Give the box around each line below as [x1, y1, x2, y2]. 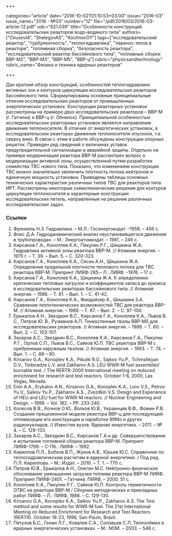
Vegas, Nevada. [13, 378, 47, 384]
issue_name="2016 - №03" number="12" [6, 18, 93, 24]
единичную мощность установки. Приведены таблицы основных [6, 174, 148, 180]
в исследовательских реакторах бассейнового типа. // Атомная [13, 285, 154, 292]
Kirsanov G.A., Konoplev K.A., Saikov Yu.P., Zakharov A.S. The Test [13, 498, 155, 504]
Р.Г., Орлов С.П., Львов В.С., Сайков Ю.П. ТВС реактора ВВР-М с [13, 340, 156, 346]
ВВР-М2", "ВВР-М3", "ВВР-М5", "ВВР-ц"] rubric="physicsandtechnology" [6, 56, 163, 62]
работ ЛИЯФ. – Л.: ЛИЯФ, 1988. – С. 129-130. [13, 492, 110, 499]
